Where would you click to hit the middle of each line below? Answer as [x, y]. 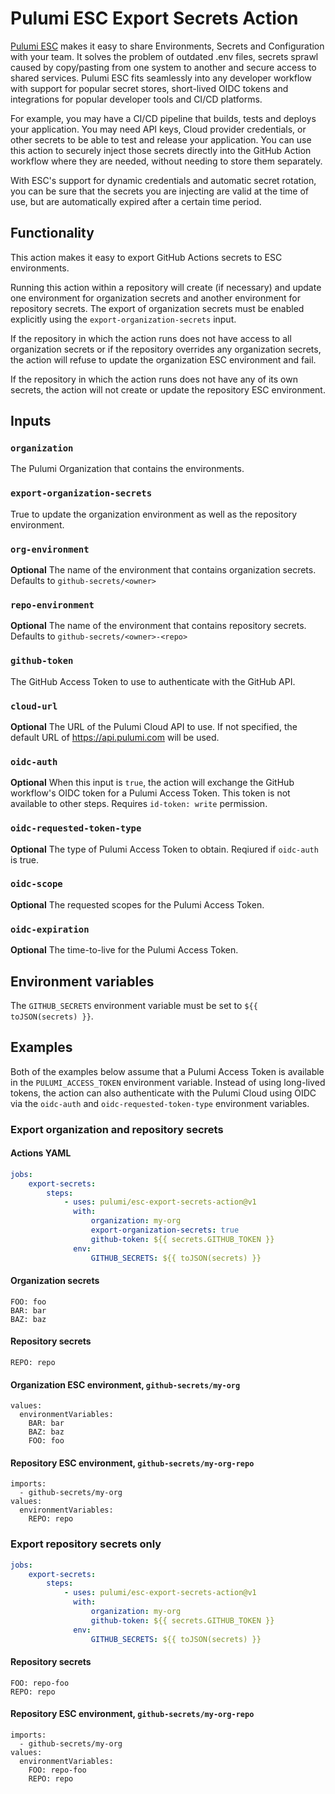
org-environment [50, 549]
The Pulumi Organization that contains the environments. [127, 469]
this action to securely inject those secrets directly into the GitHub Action [161, 150]
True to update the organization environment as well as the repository [154, 514]
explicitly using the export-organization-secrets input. [123, 319]
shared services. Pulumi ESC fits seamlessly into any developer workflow [161, 78]
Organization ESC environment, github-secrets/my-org [125, 1384]
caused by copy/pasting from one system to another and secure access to [163, 67]
